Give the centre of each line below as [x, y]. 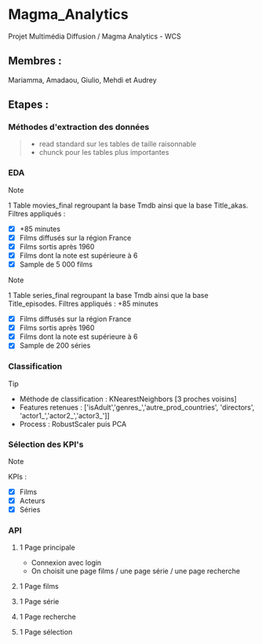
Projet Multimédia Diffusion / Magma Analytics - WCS [95, 36]
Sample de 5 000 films [56, 264]
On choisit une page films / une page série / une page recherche [136, 571]
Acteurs [32, 500]
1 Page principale [47, 547]
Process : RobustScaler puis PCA [73, 424]
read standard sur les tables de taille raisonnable [118, 144]
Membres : [35, 61]
